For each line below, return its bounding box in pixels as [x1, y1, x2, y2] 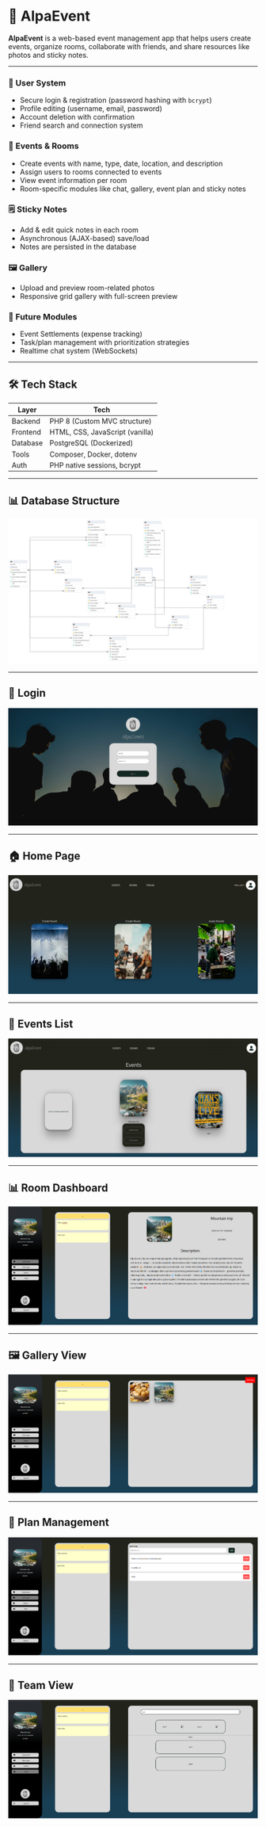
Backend [11, 416, 41, 426]
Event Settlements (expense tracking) [19, 329, 142, 339]
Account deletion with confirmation [19, 113, 135, 122]
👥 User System [8, 77, 66, 88]
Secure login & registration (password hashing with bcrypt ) [19, 95, 212, 105]
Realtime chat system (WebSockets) [19, 346, 139, 356]
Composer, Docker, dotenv [49, 449, 138, 459]
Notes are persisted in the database [19, 242, 137, 251]
